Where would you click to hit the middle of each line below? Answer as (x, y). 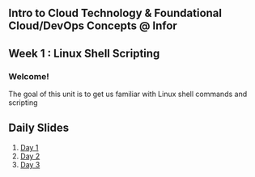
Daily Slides (39, 128)
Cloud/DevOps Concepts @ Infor (93, 26)
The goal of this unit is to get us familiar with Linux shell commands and (128, 94)
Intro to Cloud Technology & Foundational (115, 13)
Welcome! (29, 76)
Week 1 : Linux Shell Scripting (84, 53)
